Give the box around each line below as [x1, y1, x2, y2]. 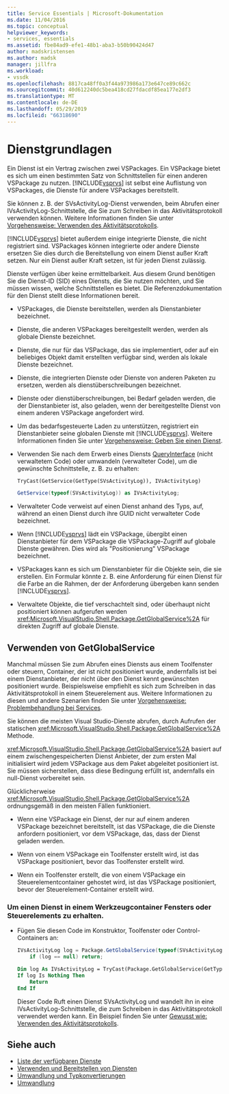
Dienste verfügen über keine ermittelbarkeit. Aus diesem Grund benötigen [7, 269, 215, 277]
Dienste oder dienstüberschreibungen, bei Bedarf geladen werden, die [16, 394, 216, 402]
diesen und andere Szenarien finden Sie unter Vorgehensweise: [7, 697, 187, 705]
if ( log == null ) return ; [29, 954, 104, 960]
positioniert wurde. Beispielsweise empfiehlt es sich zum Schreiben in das [7, 682, 216, 691]
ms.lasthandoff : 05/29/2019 [7, 105, 87, 112]
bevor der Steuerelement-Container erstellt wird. [16, 885, 154, 894]
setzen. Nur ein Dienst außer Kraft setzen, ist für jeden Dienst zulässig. [7, 256, 206, 264]
